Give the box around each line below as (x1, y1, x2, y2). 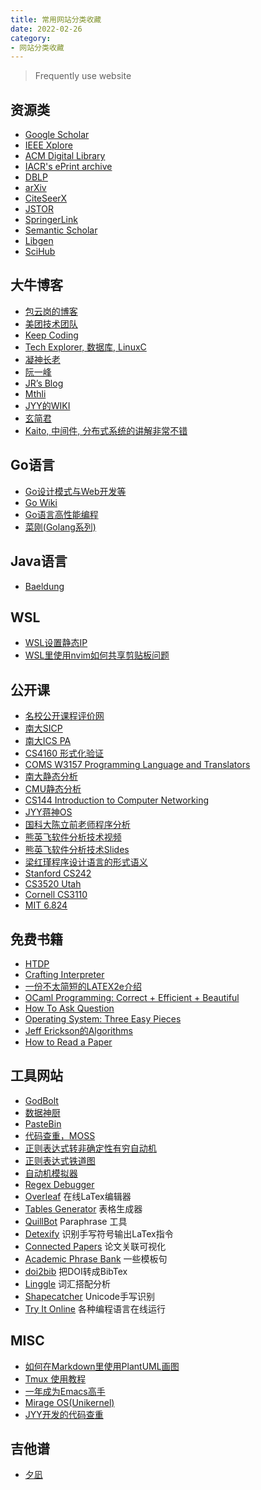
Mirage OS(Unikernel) (24, 1396, 115, 1408)
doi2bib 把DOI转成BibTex (24, 1265, 128, 1277)
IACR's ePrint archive (24, 161, 113, 173)
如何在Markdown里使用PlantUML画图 (24, 1360, 180, 1372)
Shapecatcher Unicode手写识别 (24, 1290, 155, 1302)
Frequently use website (34, 70, 132, 82)
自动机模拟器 (24, 1167, 78, 1179)
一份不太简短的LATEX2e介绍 (24, 980, 142, 992)
